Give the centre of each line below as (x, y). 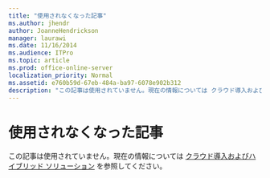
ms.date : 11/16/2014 (43, 46)
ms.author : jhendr (39, 23)
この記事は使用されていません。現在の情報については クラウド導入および (129, 156)
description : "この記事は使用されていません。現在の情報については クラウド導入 (128, 90)
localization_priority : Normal (61, 75)
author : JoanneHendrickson (53, 30)
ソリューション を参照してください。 (106, 166)
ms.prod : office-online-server (61, 68)
